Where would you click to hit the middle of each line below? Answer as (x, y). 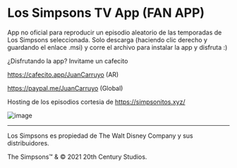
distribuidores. (28, 143)
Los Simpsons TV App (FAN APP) (106, 13)
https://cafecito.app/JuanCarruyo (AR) (63, 75)
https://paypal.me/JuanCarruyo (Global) (65, 88)
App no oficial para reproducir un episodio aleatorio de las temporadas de (115, 32)
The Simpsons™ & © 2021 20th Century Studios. (77, 157)
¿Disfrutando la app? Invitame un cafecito (68, 60)
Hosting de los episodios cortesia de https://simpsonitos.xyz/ (96, 102)
